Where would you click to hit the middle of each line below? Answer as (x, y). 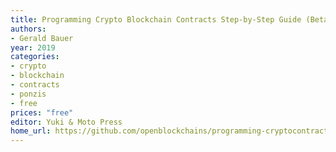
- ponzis (28, 94)
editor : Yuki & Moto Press (66, 122)
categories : (35, 57)
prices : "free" (42, 112)
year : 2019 (33, 47)
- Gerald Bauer (42, 38)
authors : (28, 29)
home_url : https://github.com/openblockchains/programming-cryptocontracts (171, 131)
